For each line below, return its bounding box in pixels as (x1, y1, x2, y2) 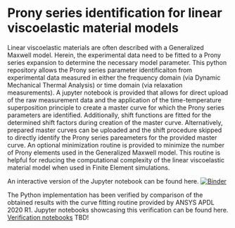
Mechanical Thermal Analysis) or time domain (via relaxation (7, 80, 183, 89)
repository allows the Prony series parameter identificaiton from (7, 66, 192, 74)
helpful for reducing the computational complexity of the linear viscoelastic (7, 155, 225, 164)
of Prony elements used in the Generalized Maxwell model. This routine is (7, 148, 220, 157)
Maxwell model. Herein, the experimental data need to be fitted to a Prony (7, 51, 222, 59)
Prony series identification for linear (7, 5, 223, 21)
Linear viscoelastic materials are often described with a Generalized (7, 43, 204, 52)
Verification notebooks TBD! (7, 213, 89, 222)
